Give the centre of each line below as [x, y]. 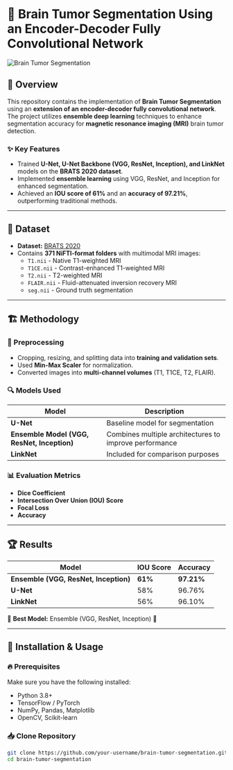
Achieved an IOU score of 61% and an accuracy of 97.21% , [102, 194]
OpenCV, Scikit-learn [47, 717]
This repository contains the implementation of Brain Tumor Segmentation [114, 101]
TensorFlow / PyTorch [49, 703]
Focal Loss [33, 508]
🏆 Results [30, 544]
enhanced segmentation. [53, 186]
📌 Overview [33, 85]
